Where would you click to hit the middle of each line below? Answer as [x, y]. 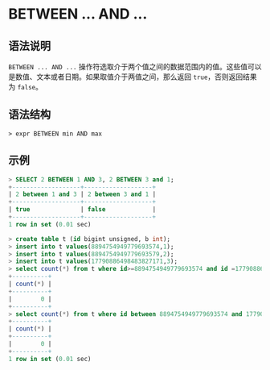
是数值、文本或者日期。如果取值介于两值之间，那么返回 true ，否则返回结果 [133, 77]
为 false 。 [25, 87]
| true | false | [82, 210]
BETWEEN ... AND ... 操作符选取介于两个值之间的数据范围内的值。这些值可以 [135, 67]
